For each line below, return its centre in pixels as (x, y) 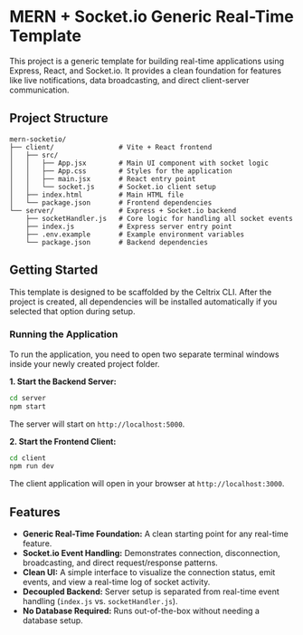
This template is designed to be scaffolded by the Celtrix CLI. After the (141, 292)
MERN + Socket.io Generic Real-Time (151, 17)
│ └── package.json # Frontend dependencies (111, 202)
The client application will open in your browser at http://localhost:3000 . (147, 484)
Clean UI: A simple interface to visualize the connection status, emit (149, 572)
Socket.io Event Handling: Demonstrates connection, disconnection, (151, 553)
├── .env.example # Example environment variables (135, 234)
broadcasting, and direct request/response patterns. (120, 563)
